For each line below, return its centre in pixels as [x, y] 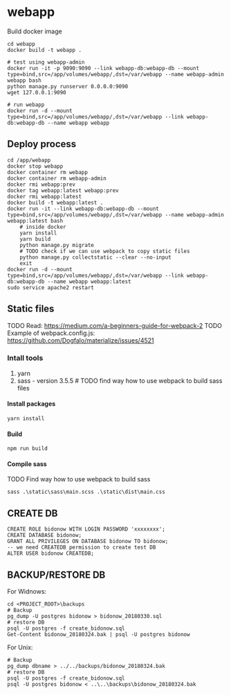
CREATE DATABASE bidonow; [44, 535]
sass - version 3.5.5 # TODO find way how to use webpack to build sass [120, 380]
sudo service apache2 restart [51, 288]
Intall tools [25, 358]
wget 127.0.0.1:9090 [37, 92]
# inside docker [43, 227]
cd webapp [21, 44]
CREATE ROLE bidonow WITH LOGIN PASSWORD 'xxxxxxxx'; [86, 529]
